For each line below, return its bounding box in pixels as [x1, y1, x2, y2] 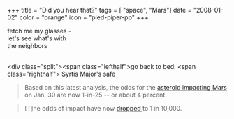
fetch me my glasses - [7, 27, 72, 35]
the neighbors [7, 42, 47, 49]
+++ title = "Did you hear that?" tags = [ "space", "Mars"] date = [7, 6, 192, 14]
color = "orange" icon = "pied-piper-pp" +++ [19, 13, 149, 22]
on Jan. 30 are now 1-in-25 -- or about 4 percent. [24, 90, 168, 99]
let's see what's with [7, 34, 66, 42]
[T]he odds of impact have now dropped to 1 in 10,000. [24, 104, 182, 112]
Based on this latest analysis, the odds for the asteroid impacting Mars [24, 84, 227, 91]
